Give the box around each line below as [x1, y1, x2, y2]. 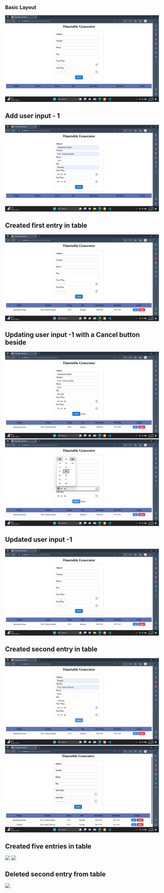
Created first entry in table [5, 221, 87, 229]
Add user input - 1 [5, 112, 60, 120]
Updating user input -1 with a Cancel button [5, 331, 140, 339]
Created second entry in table [5, 645, 98, 653]
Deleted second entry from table [5, 870, 106, 878]
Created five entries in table [5, 842, 92, 850]
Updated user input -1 [5, 535, 72, 544]
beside [5, 338, 26, 347]
